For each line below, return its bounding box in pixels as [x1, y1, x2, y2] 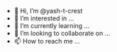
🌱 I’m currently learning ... [13, 22, 90, 30]
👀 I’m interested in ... [13, 14, 74, 22]
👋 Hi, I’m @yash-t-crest [13, 7, 83, 15]
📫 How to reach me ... [13, 37, 80, 45]
